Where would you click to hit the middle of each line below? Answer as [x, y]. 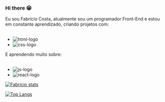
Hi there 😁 [18, 8]
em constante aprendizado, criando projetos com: [57, 24]
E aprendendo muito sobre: [34, 54]
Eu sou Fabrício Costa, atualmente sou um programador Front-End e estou [82, 19]
